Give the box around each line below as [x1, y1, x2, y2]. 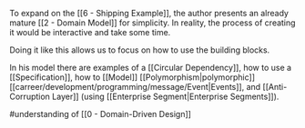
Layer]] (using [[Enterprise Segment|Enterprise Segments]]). [51, 91, 280, 102]
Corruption [9, 91, 50, 102]
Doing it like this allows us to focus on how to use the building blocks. [9, 44, 270, 55]
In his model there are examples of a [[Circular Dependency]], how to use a [9, 63, 292, 73]
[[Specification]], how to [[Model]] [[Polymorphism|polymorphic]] [9, 72, 256, 83]
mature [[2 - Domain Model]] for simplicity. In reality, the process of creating [9, 17, 296, 28]
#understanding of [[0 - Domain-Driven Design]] [9, 109, 191, 119]
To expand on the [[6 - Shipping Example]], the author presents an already [9, 8, 290, 18]
